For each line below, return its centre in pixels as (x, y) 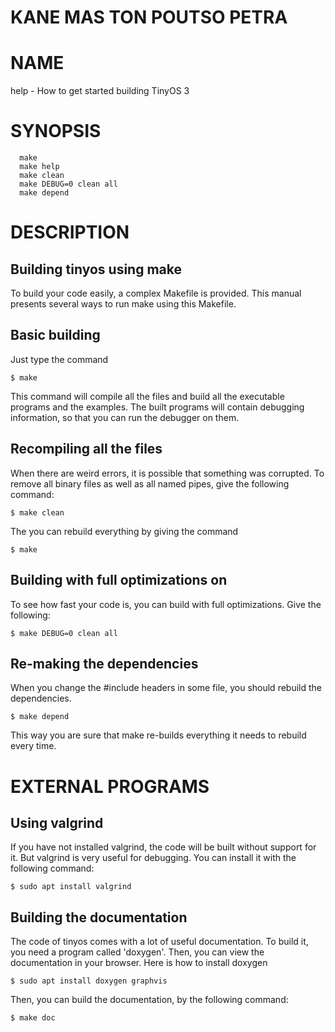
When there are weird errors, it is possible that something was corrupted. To (167, 473)
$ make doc (33, 1018)
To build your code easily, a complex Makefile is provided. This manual (156, 293)
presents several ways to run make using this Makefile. (123, 304)
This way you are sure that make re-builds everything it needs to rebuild (158, 735)
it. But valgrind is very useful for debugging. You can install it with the (153, 858)
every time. (33, 746)
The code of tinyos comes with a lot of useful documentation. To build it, (159, 942)
